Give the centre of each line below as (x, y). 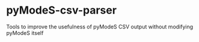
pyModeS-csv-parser (62, 10)
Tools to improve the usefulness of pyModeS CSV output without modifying (100, 27)
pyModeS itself (25, 33)
